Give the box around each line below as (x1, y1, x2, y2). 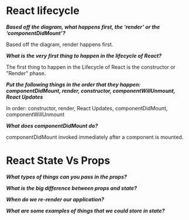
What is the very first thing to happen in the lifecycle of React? (6, 52, 162, 59)
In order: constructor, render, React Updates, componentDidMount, (6, 104, 168, 111)
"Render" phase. (6, 69, 46, 76)
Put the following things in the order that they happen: (6, 81, 141, 88)
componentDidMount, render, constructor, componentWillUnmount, (6, 87, 176, 94)
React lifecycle (6, 4, 80, 18)
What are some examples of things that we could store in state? (6, 207, 165, 214)
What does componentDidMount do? (6, 122, 98, 129)
